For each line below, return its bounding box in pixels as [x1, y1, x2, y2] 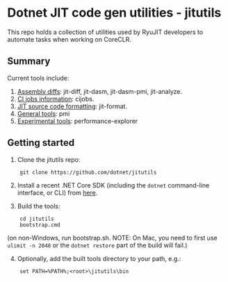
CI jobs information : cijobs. [17, 94, 95, 103]
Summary [7, 56, 51, 67]
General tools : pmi [17, 109, 70, 117]
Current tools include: [7, 74, 70, 82]
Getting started [7, 137, 75, 149]
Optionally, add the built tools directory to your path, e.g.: [17, 254, 181, 263]
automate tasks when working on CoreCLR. [7, 35, 132, 43]
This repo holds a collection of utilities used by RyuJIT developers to [7, 28, 204, 36]
